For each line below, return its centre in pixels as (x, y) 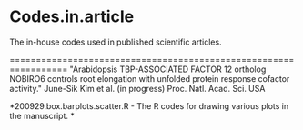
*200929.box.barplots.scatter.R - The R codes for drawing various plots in (149, 105)
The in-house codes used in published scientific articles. (116, 42)
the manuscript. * (42, 115)
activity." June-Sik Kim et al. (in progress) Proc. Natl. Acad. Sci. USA (137, 88)
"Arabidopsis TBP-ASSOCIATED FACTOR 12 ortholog (168, 69)
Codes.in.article (72, 17)
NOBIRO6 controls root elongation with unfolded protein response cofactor (150, 78)
